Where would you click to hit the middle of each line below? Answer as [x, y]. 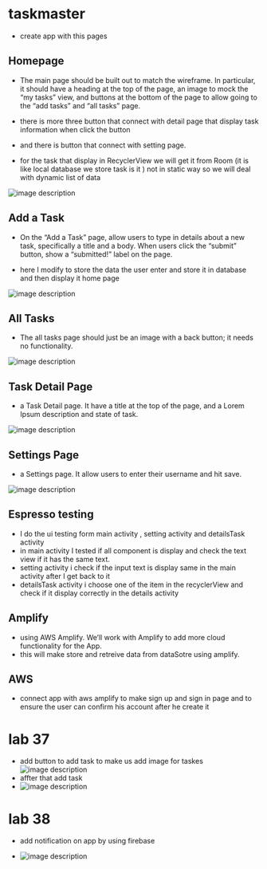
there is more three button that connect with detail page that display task [139, 121]
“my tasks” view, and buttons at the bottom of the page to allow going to [138, 97]
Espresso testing [51, 515]
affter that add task [51, 778]
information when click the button [75, 129]
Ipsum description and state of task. [79, 415]
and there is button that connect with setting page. [103, 145]
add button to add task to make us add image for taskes [111, 761]
